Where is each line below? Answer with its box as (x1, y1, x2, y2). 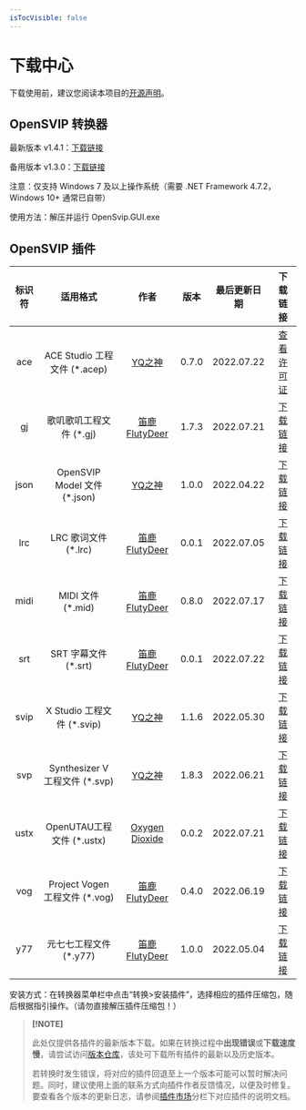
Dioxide (130, 832, 164, 845)
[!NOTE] (31, 1019, 64, 1030)
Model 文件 (55, 479, 103, 492)
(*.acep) (70, 363, 108, 376)
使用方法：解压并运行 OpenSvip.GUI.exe (9, 211, 160, 223)
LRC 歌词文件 (50, 532, 107, 545)
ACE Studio (44, 350, 93, 362)
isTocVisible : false (9, 13, 88, 23)
